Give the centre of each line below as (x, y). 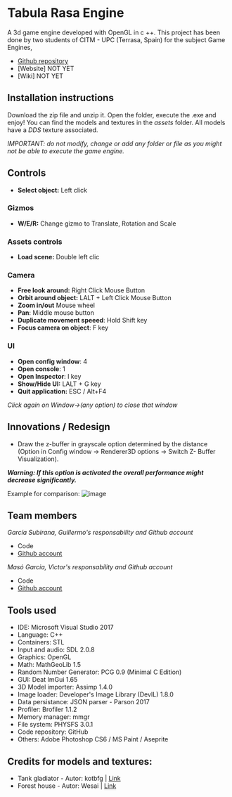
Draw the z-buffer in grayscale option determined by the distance (112, 443)
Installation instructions (60, 98)
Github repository (43, 60)
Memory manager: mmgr (53, 717)
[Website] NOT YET (46, 68)
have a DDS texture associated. (53, 130)
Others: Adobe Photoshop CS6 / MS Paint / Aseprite (93, 739)
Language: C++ (40, 635)
